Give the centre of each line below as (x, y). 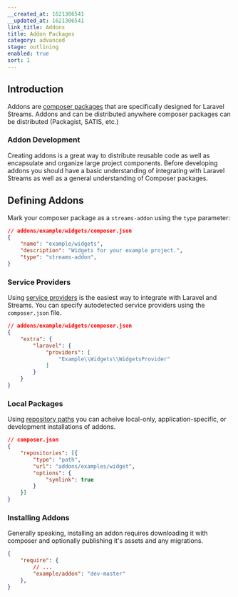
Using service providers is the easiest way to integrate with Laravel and (112, 298)
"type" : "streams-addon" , (59, 257)
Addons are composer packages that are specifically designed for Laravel (116, 106)
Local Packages (35, 403)
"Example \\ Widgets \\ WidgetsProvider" (114, 359)
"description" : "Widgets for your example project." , (102, 251)
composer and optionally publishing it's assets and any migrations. (105, 541)
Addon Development (44, 140)
